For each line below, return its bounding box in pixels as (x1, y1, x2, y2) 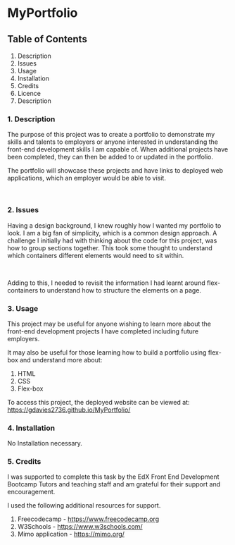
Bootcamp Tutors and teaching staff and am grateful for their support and (7, 480, 220, 489)
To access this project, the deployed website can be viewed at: (7, 398, 190, 406)
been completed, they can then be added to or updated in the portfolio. (7, 153, 213, 161)
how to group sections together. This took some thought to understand (7, 243, 212, 252)
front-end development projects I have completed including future (7, 326, 199, 336)
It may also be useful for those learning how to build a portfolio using (7, 348, 207, 357)
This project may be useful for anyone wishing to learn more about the (7, 319, 211, 328)
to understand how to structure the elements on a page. (39, 286, 202, 294)
